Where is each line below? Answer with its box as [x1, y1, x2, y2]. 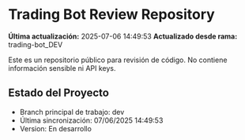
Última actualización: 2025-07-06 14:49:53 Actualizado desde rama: [8, 31, 238, 41]
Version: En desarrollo [19, 123, 92, 133]
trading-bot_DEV [8, 39, 63, 49]
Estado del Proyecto [8, 87, 109, 100]
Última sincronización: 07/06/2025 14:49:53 [19, 116, 164, 125]
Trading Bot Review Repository [8, 6, 215, 24]
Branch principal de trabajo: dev [19, 107, 125, 116]
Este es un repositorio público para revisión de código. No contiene [8, 55, 228, 64]
